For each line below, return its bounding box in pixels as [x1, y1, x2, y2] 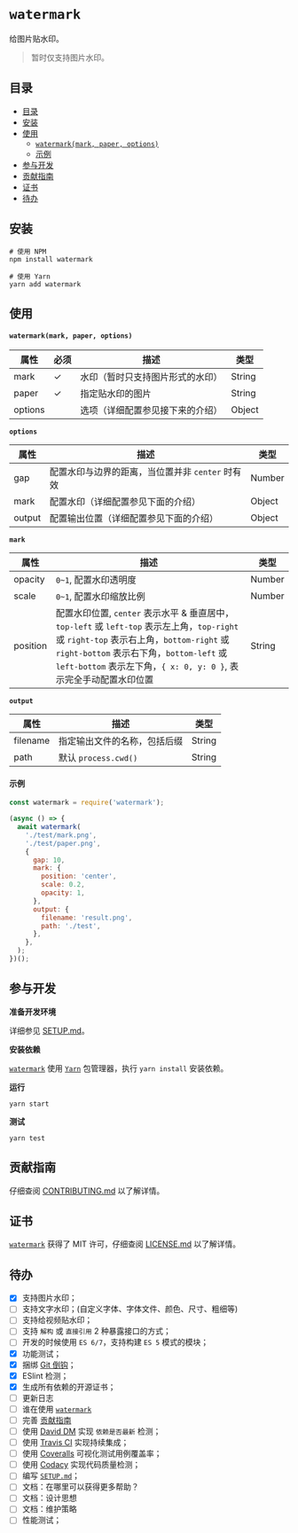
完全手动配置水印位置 [64, 674, 153, 686]
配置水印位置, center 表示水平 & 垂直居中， [55, 607, 234, 620]
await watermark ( [17, 823, 82, 832]
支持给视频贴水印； [21, 1315, 93, 1326]
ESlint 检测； [21, 1370, 69, 1380]
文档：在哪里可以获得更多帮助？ [21, 1482, 139, 1492]
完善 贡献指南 [21, 1414, 72, 1425]
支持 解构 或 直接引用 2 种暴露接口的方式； [21, 1326, 171, 1336]
